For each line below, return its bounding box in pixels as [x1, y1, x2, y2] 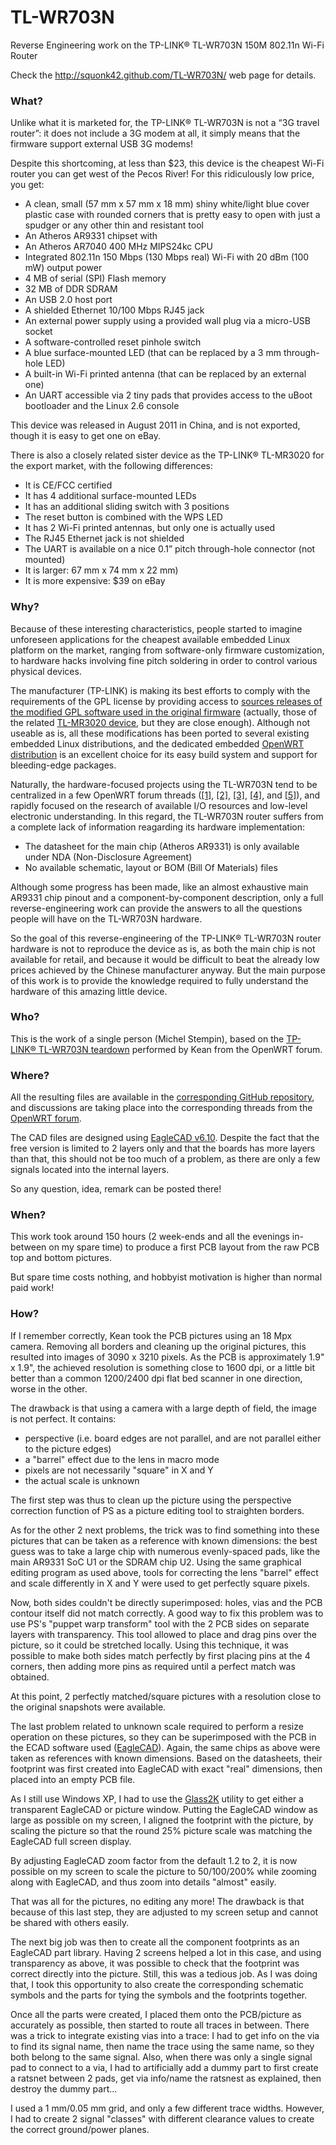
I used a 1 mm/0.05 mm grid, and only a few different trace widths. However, [10, 2102, 325, 2114]
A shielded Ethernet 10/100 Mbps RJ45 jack [24, 304, 205, 316]
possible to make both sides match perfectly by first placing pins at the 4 [10, 1649, 311, 1661]
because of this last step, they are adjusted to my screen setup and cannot [10, 1906, 319, 1918]
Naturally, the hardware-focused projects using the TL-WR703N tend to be [10, 778, 318, 790]
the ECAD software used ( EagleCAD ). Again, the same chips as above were [10, 1741, 321, 1753]
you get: [10, 179, 45, 191]
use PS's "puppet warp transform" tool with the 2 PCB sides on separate [10, 1617, 310, 1630]
